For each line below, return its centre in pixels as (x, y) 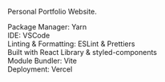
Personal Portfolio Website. (52, 12)
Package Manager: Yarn (47, 27)
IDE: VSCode (29, 35)
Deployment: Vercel (40, 69)
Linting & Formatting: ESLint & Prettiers (71, 44)
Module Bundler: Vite (42, 61)
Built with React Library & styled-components (82, 52)
